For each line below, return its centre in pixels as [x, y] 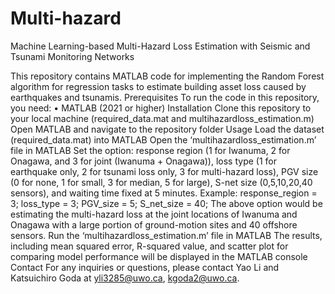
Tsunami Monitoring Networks [72, 56]
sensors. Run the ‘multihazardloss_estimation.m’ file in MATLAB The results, [166, 235]
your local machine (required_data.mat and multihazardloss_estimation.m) [162, 118]
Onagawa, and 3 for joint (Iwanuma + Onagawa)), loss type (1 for [143, 161]
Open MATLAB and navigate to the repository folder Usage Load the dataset [167, 129]
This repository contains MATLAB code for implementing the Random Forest [167, 76]
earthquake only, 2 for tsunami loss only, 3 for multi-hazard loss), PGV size [164, 171]
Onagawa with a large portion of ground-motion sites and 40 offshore [154, 224]
